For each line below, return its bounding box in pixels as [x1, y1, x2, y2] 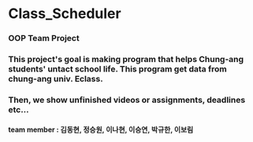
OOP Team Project [8, 33, 80, 44]
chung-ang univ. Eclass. [8, 74, 104, 85]
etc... [8, 104, 29, 115]
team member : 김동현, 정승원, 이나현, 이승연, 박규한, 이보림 [8, 125, 194, 134]
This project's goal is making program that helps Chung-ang [8, 54, 244, 65]
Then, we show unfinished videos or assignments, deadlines [8, 94, 246, 105]
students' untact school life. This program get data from [8, 64, 227, 75]
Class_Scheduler [8, 5, 121, 23]
